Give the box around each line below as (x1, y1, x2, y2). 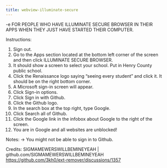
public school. (13, 68, 42, 74)
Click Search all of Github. (13, 110, 68, 117)
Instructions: (6, 36, 32, 42)
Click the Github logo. (13, 99, 59, 106)
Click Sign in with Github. (13, 94, 66, 100)
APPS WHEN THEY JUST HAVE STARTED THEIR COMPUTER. (6, 26, 134, 33)
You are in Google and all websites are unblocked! (13, 127, 118, 133)
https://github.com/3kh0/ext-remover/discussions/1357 (6, 157, 121, 163)
